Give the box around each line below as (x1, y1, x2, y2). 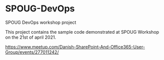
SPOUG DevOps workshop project (5, 19, 76, 25)
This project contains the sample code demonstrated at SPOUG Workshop (5, 29, 159, 35)
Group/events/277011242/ (5, 49, 59, 55)
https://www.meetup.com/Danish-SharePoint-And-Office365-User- (5, 44, 145, 50)
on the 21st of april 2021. (5, 34, 56, 40)
